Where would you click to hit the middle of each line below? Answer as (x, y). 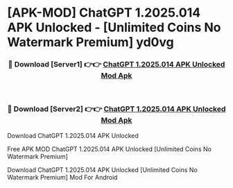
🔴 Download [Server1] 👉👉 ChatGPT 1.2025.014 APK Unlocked (116, 65)
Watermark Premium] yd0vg (91, 42)
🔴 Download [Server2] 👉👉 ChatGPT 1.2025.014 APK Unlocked (116, 109)
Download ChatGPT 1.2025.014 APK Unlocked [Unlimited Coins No (102, 170)
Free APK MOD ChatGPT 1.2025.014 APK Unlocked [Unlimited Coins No (109, 149)
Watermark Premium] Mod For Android (62, 177)
